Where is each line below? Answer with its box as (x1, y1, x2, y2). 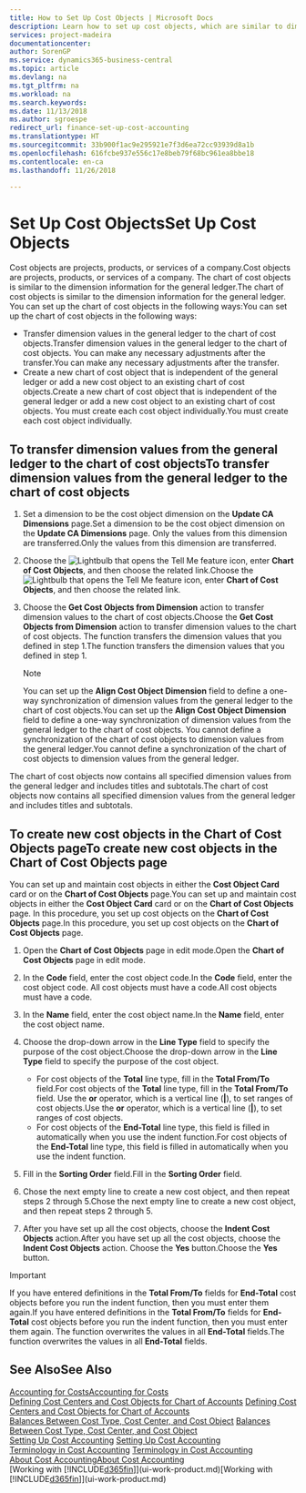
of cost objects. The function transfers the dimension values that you (22, 631, 282, 642)
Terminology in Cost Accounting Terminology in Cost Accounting (9, 1444, 253, 1455)
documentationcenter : (9, 38, 92, 48)
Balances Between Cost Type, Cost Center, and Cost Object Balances (9, 1415, 270, 1426)
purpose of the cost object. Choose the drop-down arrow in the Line (22, 1046, 278, 1057)
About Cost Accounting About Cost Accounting (9, 1454, 185, 1465)
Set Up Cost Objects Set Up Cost (9, 213, 257, 233)
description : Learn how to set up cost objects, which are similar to (9, 22, 283, 31)
